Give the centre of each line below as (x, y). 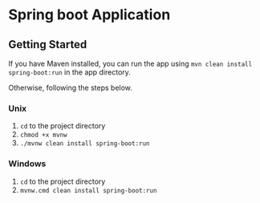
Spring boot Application (89, 15)
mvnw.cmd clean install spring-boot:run (88, 190)
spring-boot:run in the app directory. (69, 72)
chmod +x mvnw (43, 135)
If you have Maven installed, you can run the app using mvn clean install (130, 63)
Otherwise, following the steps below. (70, 87)
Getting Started (48, 45)
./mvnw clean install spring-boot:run (85, 144)
